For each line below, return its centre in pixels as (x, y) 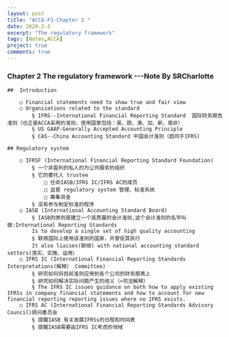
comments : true (29, 52)
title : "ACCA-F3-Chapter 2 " (49, 20)
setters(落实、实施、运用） (43, 253)
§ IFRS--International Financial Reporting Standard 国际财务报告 (127, 116)
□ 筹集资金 (57, 197)
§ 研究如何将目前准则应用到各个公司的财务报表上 (91, 274)
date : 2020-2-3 (29, 26)
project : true (28, 45)
